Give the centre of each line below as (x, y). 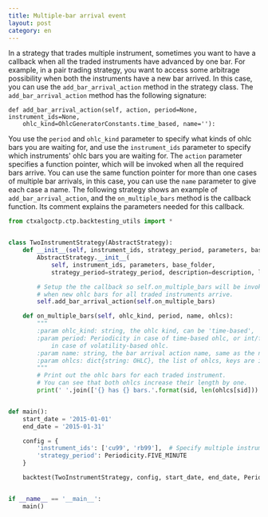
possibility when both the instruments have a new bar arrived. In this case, (130, 79)
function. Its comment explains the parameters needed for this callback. (126, 207)
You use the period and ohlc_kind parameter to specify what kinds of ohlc (130, 139)
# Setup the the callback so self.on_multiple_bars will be (139, 287)
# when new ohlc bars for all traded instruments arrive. (135, 294)
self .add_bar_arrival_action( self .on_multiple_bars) (126, 302)
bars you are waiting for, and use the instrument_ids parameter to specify (130, 148)
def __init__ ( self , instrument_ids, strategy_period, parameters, (135, 251)
